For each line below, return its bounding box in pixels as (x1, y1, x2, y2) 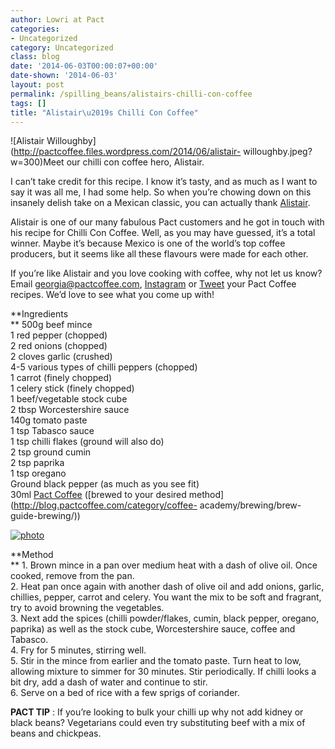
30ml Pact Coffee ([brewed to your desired (10, 489, 187, 501)
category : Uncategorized (10, 42, 114, 53)
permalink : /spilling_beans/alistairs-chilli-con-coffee (10, 89, 253, 99)
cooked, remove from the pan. (10, 570, 135, 582)
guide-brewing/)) (10, 510, 81, 522)
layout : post (10, 80, 65, 90)
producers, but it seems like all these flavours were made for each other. (10, 248, 309, 260)
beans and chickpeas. (10, 727, 102, 740)
